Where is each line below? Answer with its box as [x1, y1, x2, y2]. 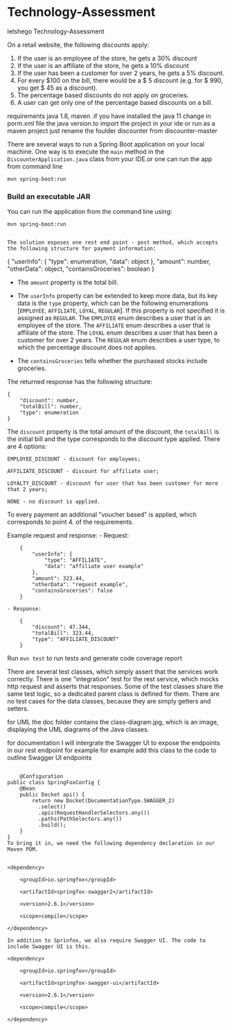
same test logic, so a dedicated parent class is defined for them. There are [7, 690, 220, 698]
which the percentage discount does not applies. [17, 343, 157, 351]
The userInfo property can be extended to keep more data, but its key [17, 292, 218, 300]
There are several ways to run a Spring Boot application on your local [7, 140, 204, 148]
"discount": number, [19, 397, 79, 404]
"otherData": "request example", [32, 581, 129, 588]
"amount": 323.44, [32, 575, 85, 582]
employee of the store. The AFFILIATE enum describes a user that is [17, 321, 211, 330]
